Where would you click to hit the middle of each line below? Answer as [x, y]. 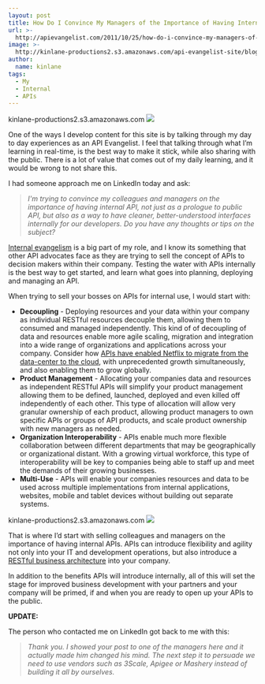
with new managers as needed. [71, 429]
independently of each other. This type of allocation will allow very [128, 403]
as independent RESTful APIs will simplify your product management [131, 387]
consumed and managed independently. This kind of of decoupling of [133, 329]
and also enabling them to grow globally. [86, 370]
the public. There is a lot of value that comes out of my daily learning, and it [131, 160]
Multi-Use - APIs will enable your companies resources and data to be [134, 479]
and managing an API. [44, 281]
